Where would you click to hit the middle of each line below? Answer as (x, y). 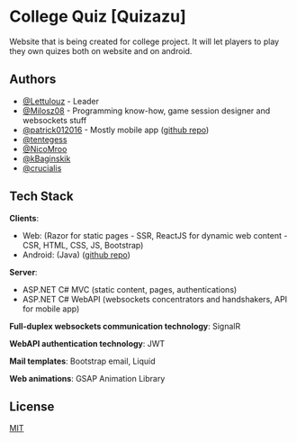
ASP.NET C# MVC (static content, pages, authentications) (130, 289)
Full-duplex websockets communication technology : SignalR (125, 326)
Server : (23, 272)
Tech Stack (41, 197)
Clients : (24, 218)
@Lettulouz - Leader (61, 101)
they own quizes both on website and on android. (101, 50)
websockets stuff (54, 120)
